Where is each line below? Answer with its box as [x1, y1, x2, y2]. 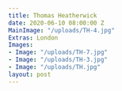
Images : [8, 41, 34, 49]
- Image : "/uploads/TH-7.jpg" [8, 48, 109, 56]
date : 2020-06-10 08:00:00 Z [8, 19, 105, 27]
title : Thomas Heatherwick [8, 11, 97, 20]
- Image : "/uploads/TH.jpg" [8, 63, 101, 71]
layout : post [8, 70, 51, 78]
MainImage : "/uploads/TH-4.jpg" [8, 26, 115, 34]
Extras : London [8, 33, 59, 42]
